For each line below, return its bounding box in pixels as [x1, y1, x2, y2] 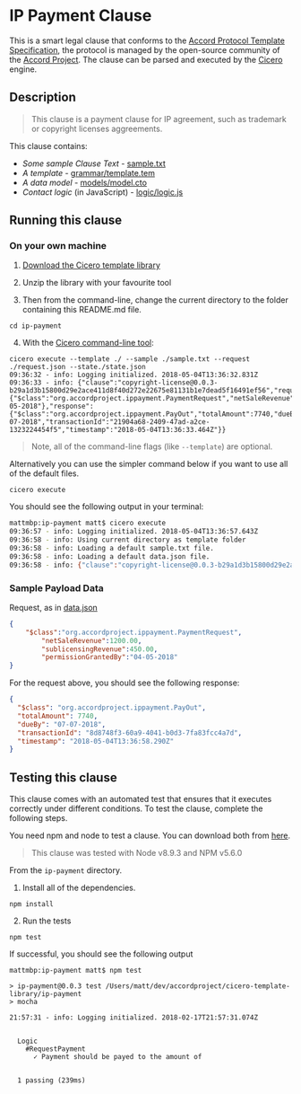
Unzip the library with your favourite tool [21, 278, 172, 288]
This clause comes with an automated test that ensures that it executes [9, 794, 272, 805]
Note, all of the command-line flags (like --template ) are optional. [30, 441, 273, 452]
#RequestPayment [25, 1045, 87, 1054]
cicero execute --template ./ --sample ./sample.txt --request [9, 355, 251, 364]
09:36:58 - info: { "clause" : [9, 560, 118, 569]
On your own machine [9, 240, 107, 252]
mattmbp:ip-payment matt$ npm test [9, 966, 142, 975]
